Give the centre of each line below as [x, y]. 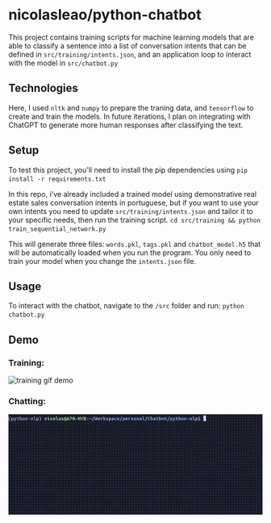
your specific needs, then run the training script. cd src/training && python [134, 220]
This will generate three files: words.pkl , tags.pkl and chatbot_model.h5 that [135, 244]
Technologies [44, 88]
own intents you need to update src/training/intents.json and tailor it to [131, 211]
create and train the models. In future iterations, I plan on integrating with [130, 116]
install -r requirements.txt [57, 179]
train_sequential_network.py [57, 229]
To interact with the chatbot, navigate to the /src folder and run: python [126, 306]
